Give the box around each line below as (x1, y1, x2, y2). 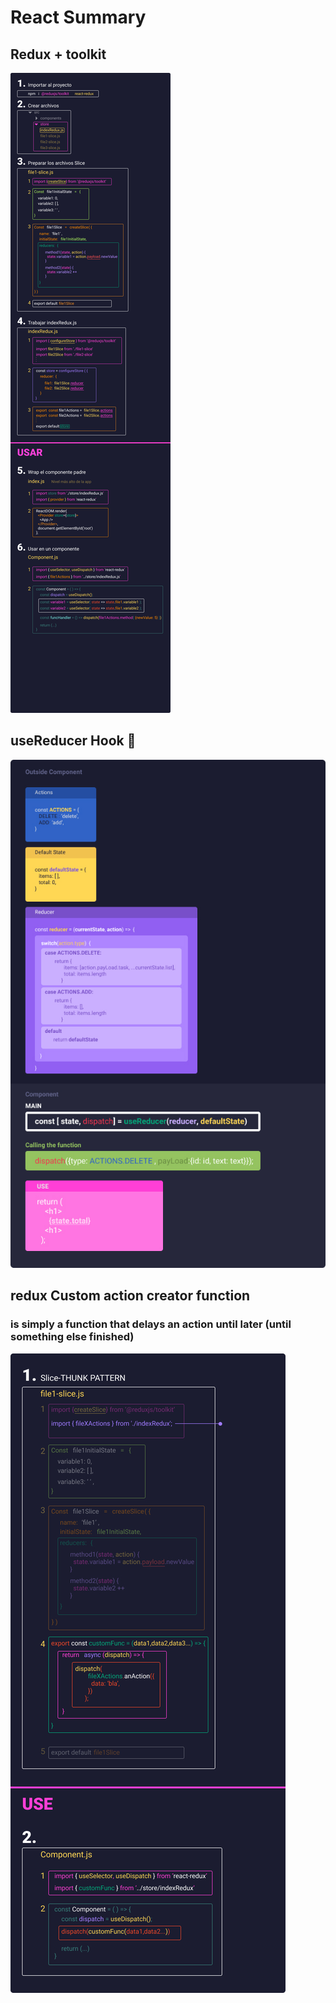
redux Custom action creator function (10, 1287, 251, 1305)
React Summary (10, 6, 147, 29)
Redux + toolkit (10, 46, 107, 63)
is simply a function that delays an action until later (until (10, 1317, 292, 1331)
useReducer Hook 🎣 (10, 732, 137, 750)
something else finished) (10, 1330, 135, 1344)
